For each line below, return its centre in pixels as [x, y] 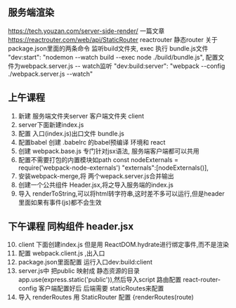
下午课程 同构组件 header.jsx [71, 227]
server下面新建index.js [51, 124]
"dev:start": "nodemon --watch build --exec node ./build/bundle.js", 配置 [113, 57]
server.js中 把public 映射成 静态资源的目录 [79, 271]
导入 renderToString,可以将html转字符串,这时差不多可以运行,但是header [122, 193]
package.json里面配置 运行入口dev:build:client [85, 262]
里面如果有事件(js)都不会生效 [60, 202]
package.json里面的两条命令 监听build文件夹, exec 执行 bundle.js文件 [108, 48]
